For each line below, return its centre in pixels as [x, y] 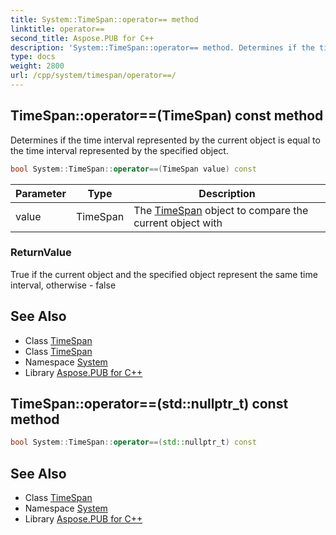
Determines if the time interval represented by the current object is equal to [165, 140]
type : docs [33, 57]
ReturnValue [41, 253]
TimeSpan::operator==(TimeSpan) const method [167, 116]
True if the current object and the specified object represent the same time [164, 274]
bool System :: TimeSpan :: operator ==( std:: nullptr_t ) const [133, 442]
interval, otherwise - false [63, 285]
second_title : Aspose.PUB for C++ [82, 38]
